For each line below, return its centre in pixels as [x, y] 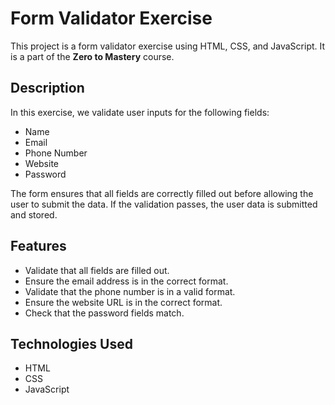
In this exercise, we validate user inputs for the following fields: [140, 112]
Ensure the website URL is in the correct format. [123, 302]
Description [47, 88]
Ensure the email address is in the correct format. [126, 281]
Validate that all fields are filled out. [97, 270]
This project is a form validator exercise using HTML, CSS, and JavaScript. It [168, 46]
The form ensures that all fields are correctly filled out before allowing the [162, 193]
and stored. [34, 214]
